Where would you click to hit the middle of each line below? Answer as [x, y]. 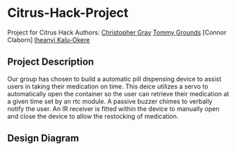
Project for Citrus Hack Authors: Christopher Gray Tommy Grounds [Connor [117, 32]
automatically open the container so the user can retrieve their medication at [118, 93]
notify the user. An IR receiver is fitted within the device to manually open [113, 109]
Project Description [51, 62]
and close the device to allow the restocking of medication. [93, 116]
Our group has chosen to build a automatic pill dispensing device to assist [114, 79]
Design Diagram [43, 138]
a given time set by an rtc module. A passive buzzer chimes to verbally [110, 101]
